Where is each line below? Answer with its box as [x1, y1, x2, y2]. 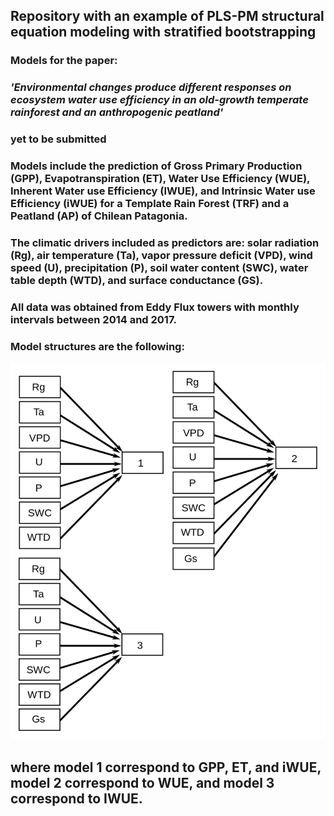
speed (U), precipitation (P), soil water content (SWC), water [10, 261, 309, 274]
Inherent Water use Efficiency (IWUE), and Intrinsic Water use [10, 184, 316, 198]
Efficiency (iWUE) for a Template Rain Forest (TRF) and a [10, 197, 290, 211]
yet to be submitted [10, 132, 107, 146]
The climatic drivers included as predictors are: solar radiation [10, 236, 320, 249]
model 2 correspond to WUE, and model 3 [10, 774, 275, 791]
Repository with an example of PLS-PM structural [10, 8, 325, 25]
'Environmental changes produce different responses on [10, 80, 292, 94]
